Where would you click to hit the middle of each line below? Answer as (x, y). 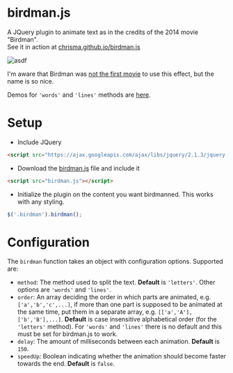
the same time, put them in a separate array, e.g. (87, 312)
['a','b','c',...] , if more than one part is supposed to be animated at (120, 305)
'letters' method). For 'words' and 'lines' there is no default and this (120, 327)
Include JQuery (39, 142)
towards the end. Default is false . (66, 364)
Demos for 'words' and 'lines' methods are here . (79, 95)
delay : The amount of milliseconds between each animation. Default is (119, 342)
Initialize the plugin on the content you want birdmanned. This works (115, 194)
